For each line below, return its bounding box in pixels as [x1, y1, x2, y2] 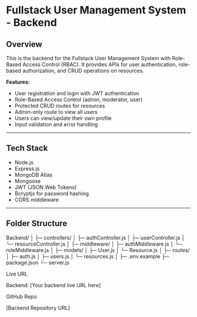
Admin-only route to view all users [14, 109, 98, 115]
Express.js [14, 165, 40, 172]
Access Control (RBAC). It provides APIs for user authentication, [22, 61, 178, 68]
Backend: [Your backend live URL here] [6, 281, 101, 288]
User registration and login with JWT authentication [14, 90, 140, 97]
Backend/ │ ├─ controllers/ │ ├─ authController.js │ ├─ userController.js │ [6, 234, 185, 241]
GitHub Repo [6, 293, 37, 300]
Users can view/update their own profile [14, 115, 112, 122]
